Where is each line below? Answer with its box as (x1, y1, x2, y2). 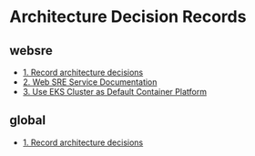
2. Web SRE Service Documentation (22, 77, 158, 88)
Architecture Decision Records (9, 6, 247, 27)
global (9, 112, 46, 129)
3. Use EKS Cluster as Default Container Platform (22, 87, 208, 97)
